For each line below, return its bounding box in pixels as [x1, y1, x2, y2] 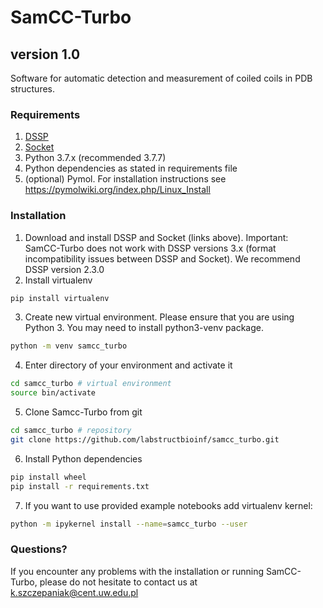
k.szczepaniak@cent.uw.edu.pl [10, 586, 139, 598]
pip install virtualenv [10, 293, 110, 303]
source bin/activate [10, 388, 97, 398]
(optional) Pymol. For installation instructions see [24, 173, 227, 185]
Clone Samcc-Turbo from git [24, 406, 143, 418]
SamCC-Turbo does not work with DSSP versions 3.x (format [24, 242, 277, 254]
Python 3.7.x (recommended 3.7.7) [24, 152, 167, 164]
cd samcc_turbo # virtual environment [10, 379, 172, 389]
